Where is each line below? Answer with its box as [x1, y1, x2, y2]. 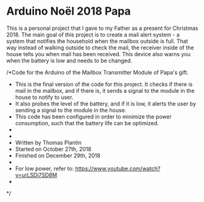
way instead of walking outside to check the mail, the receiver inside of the [6, 44, 194, 51]
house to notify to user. [15, 93, 74, 101]
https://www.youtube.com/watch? [75, 165, 161, 172]
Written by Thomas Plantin [15, 139, 82, 146]
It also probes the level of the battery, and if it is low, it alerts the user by [15, 99, 197, 107]
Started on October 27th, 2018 [15, 145, 91, 153]
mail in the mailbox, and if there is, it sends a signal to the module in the [15, 87, 195, 94]
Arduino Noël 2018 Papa [6, 4, 131, 18]
